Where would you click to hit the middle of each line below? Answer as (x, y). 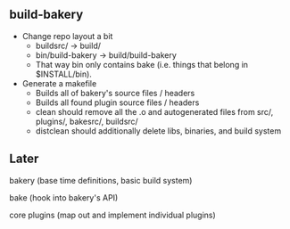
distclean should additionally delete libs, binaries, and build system (158, 131)
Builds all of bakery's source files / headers (115, 93)
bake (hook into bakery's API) (64, 197)
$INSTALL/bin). (63, 74)
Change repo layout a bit (67, 36)
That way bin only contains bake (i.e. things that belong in (141, 64)
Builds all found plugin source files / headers (117, 102)
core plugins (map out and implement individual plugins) (112, 215)
